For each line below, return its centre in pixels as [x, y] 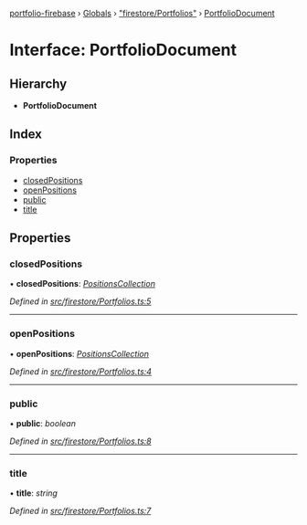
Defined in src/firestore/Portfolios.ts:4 [81, 371]
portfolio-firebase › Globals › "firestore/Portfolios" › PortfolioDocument [143, 13]
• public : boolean [42, 423]
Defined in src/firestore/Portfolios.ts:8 [81, 441]
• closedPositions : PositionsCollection [82, 284]
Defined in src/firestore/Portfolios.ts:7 [80, 511]
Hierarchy [38, 84]
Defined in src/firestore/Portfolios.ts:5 [80, 301]
